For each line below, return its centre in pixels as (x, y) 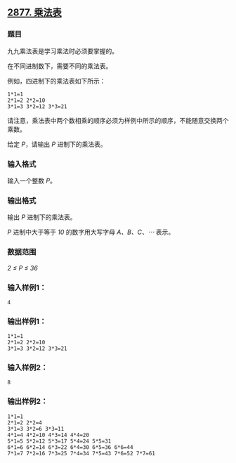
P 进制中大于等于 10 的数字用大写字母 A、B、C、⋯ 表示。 (91, 232)
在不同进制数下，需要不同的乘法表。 (60, 66)
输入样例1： (27, 287)
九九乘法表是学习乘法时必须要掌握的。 (63, 51)
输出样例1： (27, 321)
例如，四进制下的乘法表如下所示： (57, 81)
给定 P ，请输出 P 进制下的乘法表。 (57, 144)
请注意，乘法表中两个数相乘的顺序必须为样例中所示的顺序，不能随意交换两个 (118, 120)
